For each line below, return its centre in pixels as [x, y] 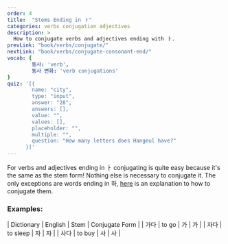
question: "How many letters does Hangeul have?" [104, 141]
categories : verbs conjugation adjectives [69, 26]
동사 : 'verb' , [50, 64]
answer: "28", [52, 103]
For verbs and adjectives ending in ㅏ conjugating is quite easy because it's [114, 168]
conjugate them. [30, 191]
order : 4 [20, 13]
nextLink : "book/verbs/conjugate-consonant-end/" [80, 52]
